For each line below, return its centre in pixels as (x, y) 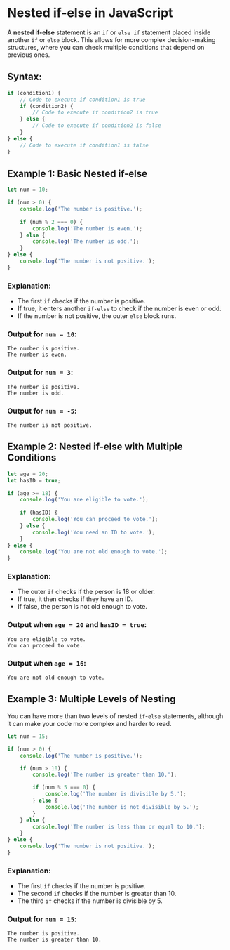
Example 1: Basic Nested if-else (77, 173)
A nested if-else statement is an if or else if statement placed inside (109, 32)
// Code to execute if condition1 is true (83, 100)
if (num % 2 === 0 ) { (51, 222)
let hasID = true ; (34, 480)
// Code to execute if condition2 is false (97, 126)
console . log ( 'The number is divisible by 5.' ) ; (116, 794)
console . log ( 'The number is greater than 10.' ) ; (105, 775)
